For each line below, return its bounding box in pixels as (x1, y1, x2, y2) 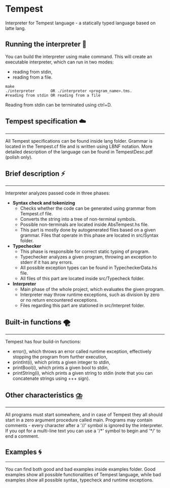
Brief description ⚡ (5, 169, 66, 178)
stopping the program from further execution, (12, 354, 108, 360)
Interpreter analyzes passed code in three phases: (5, 190, 110, 196)
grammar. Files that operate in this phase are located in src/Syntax (20, 232, 159, 239)
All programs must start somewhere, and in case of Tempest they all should (5, 412, 163, 417)
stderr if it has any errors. (20, 259, 73, 266)
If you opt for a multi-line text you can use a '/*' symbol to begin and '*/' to (5, 428, 161, 434)
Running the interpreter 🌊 (5, 40, 87, 49)
